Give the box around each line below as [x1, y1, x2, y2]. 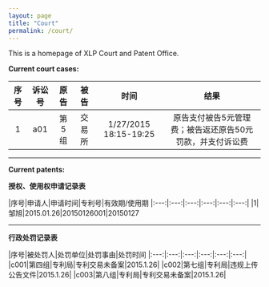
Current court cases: [8, 64, 79, 74]
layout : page [8, 11, 52, 20]
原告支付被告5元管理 [173, 112, 251, 123]
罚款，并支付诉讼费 [175, 136, 248, 148]
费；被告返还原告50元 [171, 124, 254, 135]
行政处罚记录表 [8, 233, 58, 243]
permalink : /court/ [8, 26, 74, 34]
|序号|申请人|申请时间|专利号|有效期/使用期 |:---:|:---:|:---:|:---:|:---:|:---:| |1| [8, 198, 259, 208]
